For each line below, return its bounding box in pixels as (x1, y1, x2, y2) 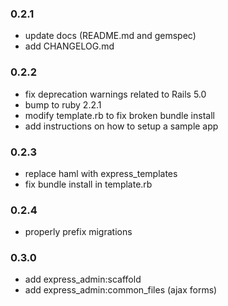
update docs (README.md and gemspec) (24, 30, 197, 42)
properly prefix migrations (24, 226, 133, 238)
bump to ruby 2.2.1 (24, 98, 102, 111)
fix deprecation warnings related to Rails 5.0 (24, 88, 207, 100)
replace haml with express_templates (24, 167, 178, 179)
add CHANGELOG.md (24, 40, 115, 52)
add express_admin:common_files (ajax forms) (24, 284, 218, 296)
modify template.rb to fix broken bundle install (24, 109, 215, 121)
